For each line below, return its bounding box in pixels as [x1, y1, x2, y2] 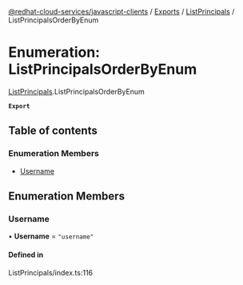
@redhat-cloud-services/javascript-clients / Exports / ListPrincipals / [8, 7, 235, 16]
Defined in [8, 250, 44, 259]
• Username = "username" [8, 231, 94, 241]
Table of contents [8, 124, 98, 138]
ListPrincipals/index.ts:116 [8, 267, 94, 277]
